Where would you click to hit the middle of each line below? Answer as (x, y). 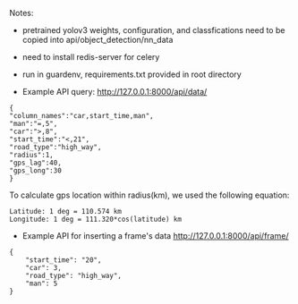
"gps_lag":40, (36, 163)
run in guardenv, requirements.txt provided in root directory (132, 74)
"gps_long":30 (36, 171)
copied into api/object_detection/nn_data (98, 40)
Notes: (21, 13)
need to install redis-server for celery (91, 57)
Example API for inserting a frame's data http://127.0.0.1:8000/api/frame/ (155, 236)
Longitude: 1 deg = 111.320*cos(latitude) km (95, 219)
